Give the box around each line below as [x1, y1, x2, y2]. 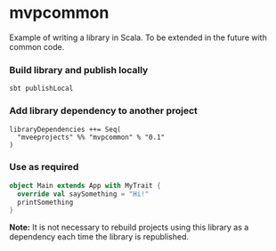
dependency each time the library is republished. [9, 231, 190, 242]
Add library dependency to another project [9, 105, 199, 117]
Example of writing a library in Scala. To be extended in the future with [9, 32, 267, 43]
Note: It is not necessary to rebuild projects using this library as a [9, 222, 249, 233]
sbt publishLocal [9, 84, 74, 93]
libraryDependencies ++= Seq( [9, 125, 122, 134]
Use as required [9, 161, 79, 174]
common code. [9, 41, 65, 52]
